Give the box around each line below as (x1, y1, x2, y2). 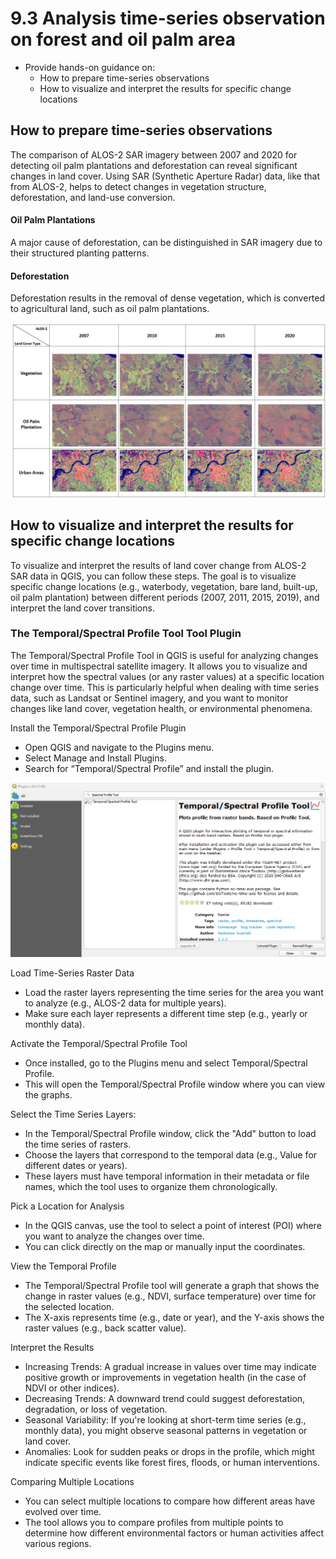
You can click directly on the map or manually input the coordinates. (24, 1240, 306, 1252)
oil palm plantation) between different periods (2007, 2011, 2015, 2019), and (10, 591, 320, 603)
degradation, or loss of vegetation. (24, 1403, 168, 1415)
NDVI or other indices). (24, 1382, 120, 1394)
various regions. (24, 1537, 92, 1549)
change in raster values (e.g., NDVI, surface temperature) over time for (24, 1290, 317, 1302)
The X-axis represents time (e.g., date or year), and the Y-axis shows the (24, 1311, 325, 1323)
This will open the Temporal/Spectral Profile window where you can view (24, 1078, 326, 1090)
